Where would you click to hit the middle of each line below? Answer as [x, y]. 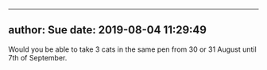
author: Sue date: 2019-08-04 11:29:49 [107, 30]
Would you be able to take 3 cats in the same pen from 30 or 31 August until [132, 49]
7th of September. [38, 57]
